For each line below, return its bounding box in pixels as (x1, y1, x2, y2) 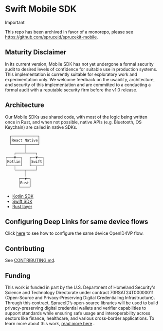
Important (5, 19, 25, 25)
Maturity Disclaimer (5, 48, 67, 56)
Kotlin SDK (12, 193, 34, 199)
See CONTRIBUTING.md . (5, 258, 55, 263)
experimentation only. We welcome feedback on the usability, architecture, (5, 76, 155, 82)
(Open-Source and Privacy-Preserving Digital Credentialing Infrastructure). (5, 295, 155, 300)
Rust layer (12, 203, 33, 209)
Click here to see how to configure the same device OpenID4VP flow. (5, 230, 144, 236)
